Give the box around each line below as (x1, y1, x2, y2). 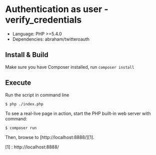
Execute (5, 79, 31, 87)
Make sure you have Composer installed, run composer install (5, 64, 134, 70)
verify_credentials (5, 14, 82, 26)
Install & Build (5, 51, 48, 59)
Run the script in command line (5, 92, 69, 98)
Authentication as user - (5, 4, 108, 15)
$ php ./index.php (5, 101, 43, 106)
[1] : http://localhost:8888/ (5, 144, 59, 150)
